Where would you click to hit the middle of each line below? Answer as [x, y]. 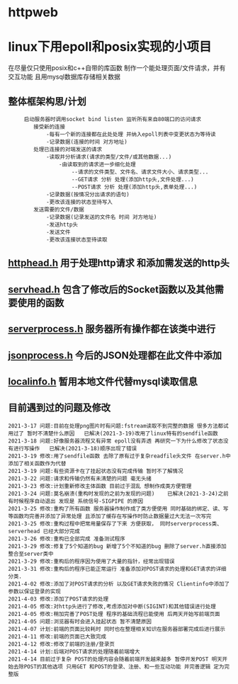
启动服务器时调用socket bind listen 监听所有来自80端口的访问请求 [112, 119]
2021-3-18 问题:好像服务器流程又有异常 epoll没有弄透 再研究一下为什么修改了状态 [116, 441]
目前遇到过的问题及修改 [59, 408]
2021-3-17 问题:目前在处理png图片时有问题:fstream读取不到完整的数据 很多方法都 [116, 426]
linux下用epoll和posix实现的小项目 [110, 47]
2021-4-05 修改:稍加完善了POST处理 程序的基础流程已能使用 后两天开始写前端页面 [114, 614]
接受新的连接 [50, 127]
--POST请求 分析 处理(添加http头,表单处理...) [134, 187]
